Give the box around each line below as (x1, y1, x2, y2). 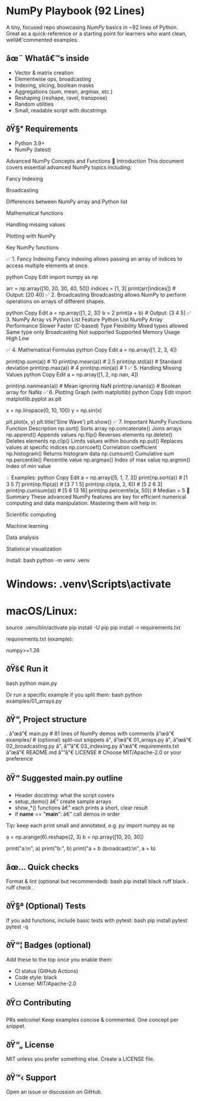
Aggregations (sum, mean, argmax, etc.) (14, 87, 113, 95)
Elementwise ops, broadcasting (14, 75, 91, 82)
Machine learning (6, 522, 49, 530)
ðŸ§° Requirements (6, 124, 78, 134)
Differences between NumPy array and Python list (6, 198, 128, 205)
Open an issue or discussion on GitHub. (6, 1089, 103, 1095)
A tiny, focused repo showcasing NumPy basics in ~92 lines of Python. (6, 24, 179, 31)
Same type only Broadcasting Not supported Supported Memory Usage (6, 328, 180, 335)
